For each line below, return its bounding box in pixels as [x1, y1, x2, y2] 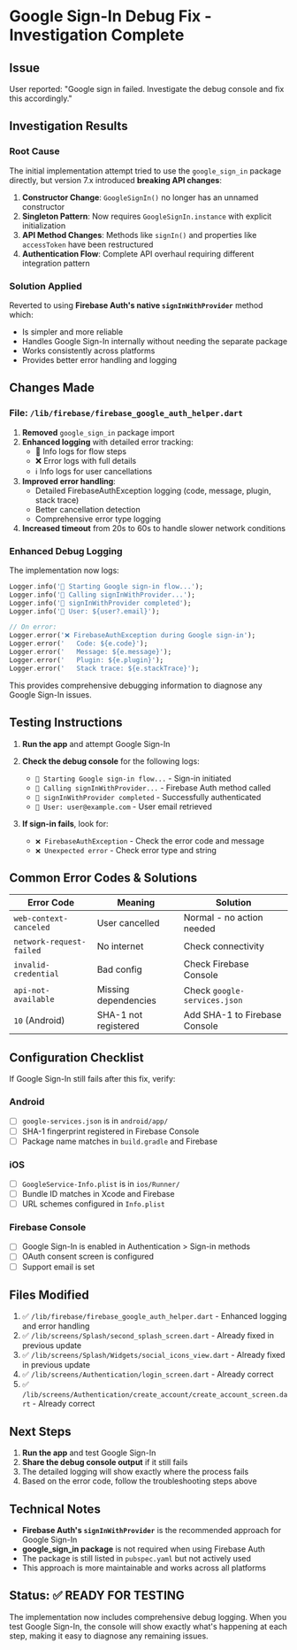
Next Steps [9, 1423, 72, 1439]
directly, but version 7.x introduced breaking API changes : [9, 174, 223, 185]
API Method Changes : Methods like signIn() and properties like [21, 229, 257, 240]
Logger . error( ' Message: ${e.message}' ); [9, 648, 172, 657]
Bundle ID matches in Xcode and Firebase [21, 1189, 175, 1199]
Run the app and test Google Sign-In [21, 1447, 156, 1458]
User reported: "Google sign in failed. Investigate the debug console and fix [9, 84, 285, 94]
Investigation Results [9, 119, 128, 134]
